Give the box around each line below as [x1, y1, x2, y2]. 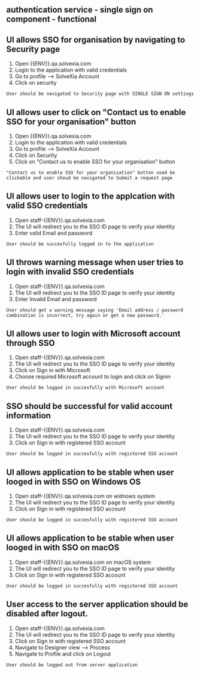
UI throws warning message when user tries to [6, 257, 184, 268]
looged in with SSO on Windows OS [6, 476, 141, 486]
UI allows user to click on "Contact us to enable [6, 107, 186, 117]
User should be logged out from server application [6, 661, 138, 668]
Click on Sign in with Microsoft [14, 367, 90, 374]
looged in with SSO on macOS [6, 542, 120, 553]
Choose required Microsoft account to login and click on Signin [14, 373, 171, 381]
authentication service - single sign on [6, 5, 153, 15]
